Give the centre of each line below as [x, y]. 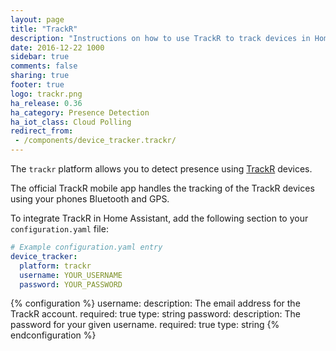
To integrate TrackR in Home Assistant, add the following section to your [159, 218]
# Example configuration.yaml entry [86, 247]
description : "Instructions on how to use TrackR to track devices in [160, 38]
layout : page [37, 19]
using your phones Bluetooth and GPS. [90, 199]
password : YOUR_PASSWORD [71, 284]
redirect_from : [42, 131]
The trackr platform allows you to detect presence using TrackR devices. [161, 169]
